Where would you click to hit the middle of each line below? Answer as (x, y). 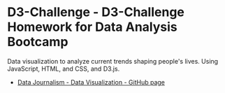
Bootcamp (38, 42)
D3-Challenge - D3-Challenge (96, 12)
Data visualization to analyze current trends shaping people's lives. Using (113, 61)
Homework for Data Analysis (93, 27)
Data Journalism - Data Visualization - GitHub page (91, 82)
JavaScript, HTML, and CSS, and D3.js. (64, 69)
